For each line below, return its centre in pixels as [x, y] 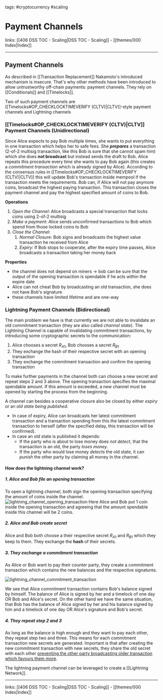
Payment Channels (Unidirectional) [47, 130]
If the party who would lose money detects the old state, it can [82, 452]
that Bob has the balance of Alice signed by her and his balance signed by [79, 604]
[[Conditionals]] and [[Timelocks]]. [40, 92]
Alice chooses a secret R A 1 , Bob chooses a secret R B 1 [65, 346]
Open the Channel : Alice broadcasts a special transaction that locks [80, 212]
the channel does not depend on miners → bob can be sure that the [80, 272]
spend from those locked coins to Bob [50, 227]
